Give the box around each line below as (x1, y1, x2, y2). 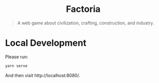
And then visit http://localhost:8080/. (5, 72, 80, 78)
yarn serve (5, 63, 28, 68)
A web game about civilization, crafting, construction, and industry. (17, 20, 155, 26)
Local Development (5, 37, 87, 49)
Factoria (66, 3, 101, 15)
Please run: (5, 54, 28, 60)
